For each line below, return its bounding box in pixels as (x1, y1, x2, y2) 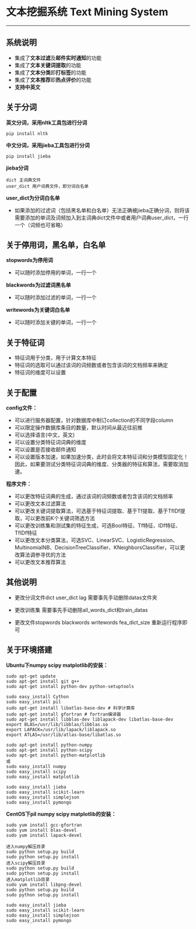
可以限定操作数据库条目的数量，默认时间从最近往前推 (14, 424, 143, 431)
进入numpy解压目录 (6, 844, 45, 849)
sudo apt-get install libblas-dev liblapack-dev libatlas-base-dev (6, 716, 174, 722)
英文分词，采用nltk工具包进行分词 (6, 119, 87, 126)
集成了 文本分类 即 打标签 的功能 (14, 68, 86, 76)
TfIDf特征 (14, 529, 38, 536)
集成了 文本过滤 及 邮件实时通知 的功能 (14, 54, 102, 61)
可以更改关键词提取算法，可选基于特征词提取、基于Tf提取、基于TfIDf (14, 507, 181, 514)
